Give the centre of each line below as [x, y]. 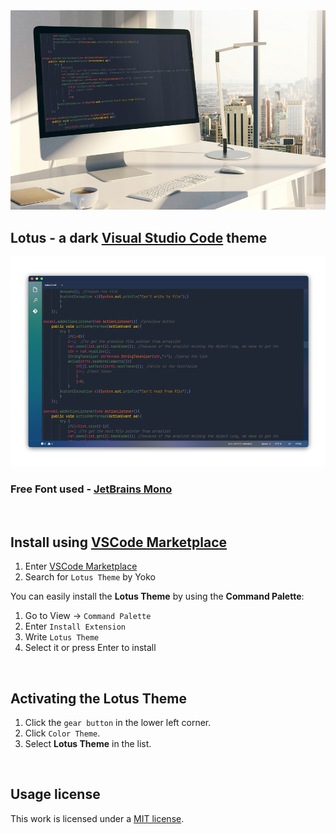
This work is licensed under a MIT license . [97, 818]
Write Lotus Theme [62, 637]
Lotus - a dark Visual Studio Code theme [139, 237]
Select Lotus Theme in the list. [88, 743]
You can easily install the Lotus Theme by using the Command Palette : [157, 596]
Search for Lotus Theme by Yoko [90, 577]
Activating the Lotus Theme [99, 698]
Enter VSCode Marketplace [81, 566]
